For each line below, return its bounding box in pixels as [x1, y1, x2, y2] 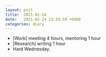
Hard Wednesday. [12, 46, 50, 52]
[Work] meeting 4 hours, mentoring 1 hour [12, 35, 101, 41]
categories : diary [5, 21, 44, 27]
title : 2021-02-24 [5, 12, 47, 17]
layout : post [5, 7, 33, 13]
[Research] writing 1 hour [12, 41, 66, 47]
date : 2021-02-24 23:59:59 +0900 [5, 17, 81, 22]
